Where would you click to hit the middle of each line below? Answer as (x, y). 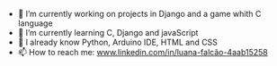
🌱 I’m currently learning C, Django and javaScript (108, 33)
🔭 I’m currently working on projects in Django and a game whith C (139, 14)
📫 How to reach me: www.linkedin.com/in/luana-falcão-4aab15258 (143, 52)
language (35, 23)
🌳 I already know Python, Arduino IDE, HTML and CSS (118, 42)
